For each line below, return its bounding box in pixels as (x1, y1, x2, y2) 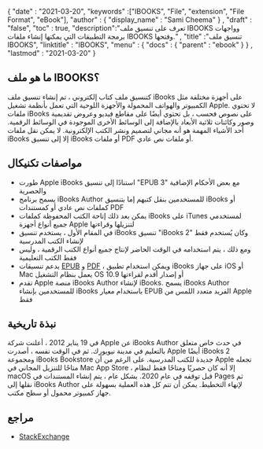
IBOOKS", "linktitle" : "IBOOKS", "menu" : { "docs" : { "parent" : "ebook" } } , (7, 40, 254, 50)
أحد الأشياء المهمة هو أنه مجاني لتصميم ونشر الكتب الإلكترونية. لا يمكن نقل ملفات (7, 125, 245, 134)
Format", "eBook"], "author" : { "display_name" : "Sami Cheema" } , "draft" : (7, 15, 253, 24)
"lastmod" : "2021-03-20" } (7, 49, 96, 57)
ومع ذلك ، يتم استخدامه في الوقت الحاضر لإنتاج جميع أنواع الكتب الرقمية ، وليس (18, 244, 251, 254)
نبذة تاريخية (7, 318, 57, 331)
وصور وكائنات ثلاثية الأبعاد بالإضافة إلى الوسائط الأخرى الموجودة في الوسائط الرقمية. (7, 117, 254, 127)
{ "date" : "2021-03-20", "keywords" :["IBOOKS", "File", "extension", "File (7, 7, 245, 16)
